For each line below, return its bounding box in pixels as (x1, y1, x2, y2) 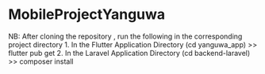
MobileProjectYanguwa (8, 6, 166, 24)
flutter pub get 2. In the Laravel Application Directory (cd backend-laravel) (8, 48, 251, 57)
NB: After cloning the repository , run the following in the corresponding (8, 31, 243, 41)
